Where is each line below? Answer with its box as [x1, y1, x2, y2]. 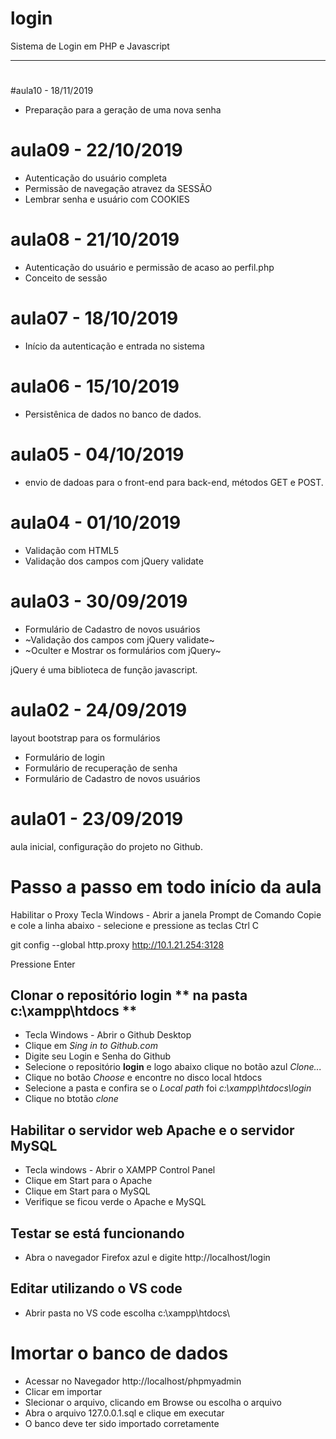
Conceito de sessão [24, 272, 108, 284]
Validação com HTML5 [24, 544, 120, 556]
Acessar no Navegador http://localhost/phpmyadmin [24, 1375, 242, 1387]
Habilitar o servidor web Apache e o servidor [10, 1122, 295, 1139]
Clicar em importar [24, 1385, 103, 1397]
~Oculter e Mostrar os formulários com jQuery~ [24, 644, 222, 656]
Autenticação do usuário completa [24, 172, 168, 184]
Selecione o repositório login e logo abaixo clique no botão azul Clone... [24, 1061, 322, 1073]
